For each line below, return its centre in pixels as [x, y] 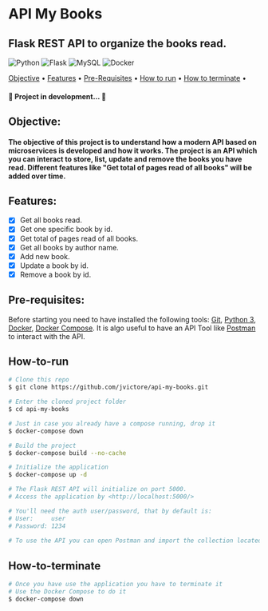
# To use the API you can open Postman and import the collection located [135, 541]
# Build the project [43, 445]
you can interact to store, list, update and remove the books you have [125, 159]
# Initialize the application [59, 467]
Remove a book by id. [55, 274]
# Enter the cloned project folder [67, 402]
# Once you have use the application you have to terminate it [116, 585]
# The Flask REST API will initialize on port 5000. [98, 489]
